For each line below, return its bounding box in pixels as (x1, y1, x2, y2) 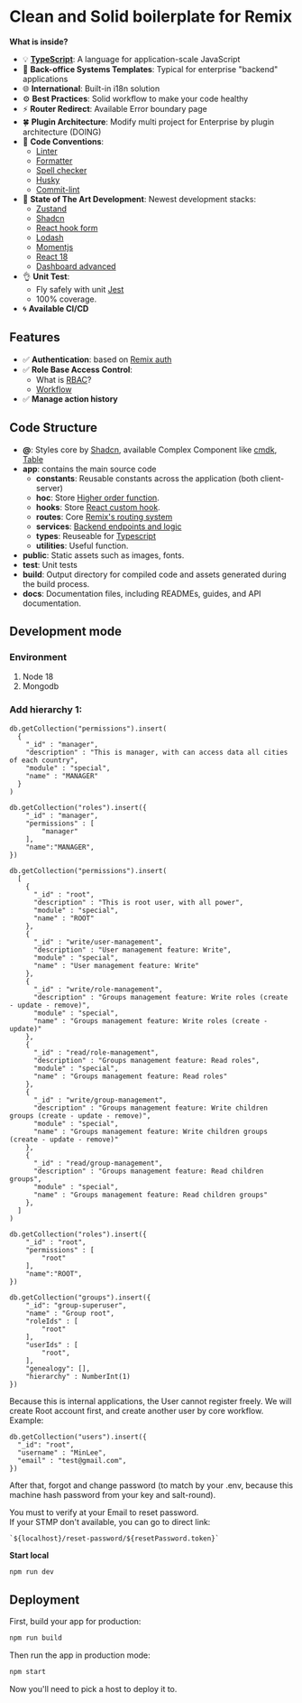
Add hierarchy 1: (9, 703, 83, 716)
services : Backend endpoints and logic (35, 521, 182, 532)
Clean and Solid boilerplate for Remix (9, 6, 293, 27)
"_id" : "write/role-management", (32, 984, 164, 994)
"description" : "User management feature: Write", (32, 945, 232, 954)
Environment (9, 650, 68, 663)
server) (35, 482, 63, 493)
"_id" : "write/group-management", (32, 1095, 168, 1104)
